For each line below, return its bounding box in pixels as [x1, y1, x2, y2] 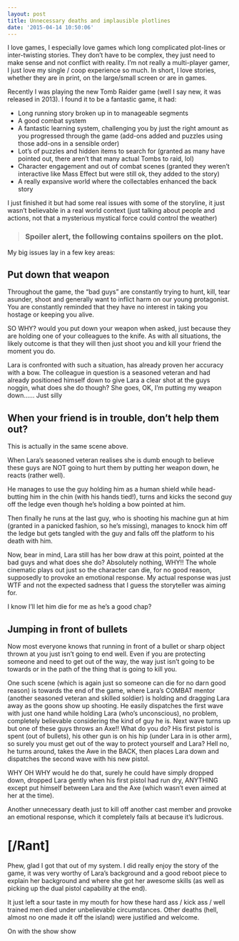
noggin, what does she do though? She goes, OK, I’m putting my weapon [7, 384, 223, 392]
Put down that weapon [7, 269, 110, 281]
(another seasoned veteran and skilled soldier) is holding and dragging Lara [7, 694, 230, 702]
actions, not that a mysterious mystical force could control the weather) [7, 214, 218, 222]
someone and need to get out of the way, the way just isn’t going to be [7, 657, 215, 666]
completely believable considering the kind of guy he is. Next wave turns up [7, 717, 231, 725]
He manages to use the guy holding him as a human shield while [7, 485, 197, 494]
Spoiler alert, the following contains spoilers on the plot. [24, 231, 223, 242]
